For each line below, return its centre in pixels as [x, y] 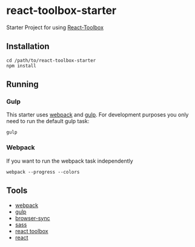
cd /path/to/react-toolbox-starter [51, 60]
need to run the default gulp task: [48, 121]
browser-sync [32, 218]
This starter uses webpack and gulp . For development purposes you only [97, 115]
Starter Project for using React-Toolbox [55, 27]
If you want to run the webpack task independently [70, 161]
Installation [28, 46]
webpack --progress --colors [43, 172]
